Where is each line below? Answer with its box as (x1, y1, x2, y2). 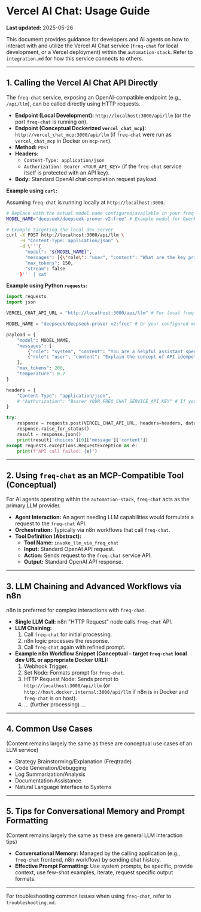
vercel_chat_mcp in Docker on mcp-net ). (14, 137, 112, 145)
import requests (6, 294, 47, 300)
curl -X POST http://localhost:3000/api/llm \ (6, 232, 124, 238)
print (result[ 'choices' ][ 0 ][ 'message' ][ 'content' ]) (17, 437, 148, 443)
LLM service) (6, 746, 39, 753)
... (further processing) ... (23, 701, 86, 708)
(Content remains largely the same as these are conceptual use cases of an (6, 739, 193, 747)
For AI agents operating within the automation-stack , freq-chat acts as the (6, 496, 190, 503)
